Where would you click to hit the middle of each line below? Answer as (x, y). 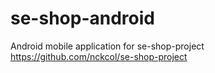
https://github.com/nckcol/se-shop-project (99, 56)
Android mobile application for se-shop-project (107, 46)
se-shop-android (82, 18)
